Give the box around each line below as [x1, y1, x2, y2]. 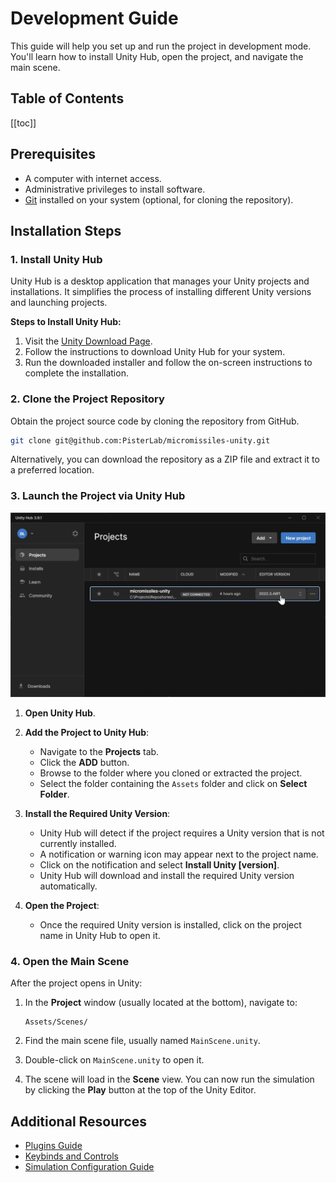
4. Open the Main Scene [10, 954, 130, 968]
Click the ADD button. [39, 757, 130, 769]
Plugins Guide [24, 1140, 83, 1152]
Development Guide [10, 7, 179, 30]
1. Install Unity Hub [10, 252, 103, 266]
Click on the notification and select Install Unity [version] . [39, 859, 280, 871]
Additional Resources [10, 1113, 147, 1130]
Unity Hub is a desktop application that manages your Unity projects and [10, 275, 310, 287]
